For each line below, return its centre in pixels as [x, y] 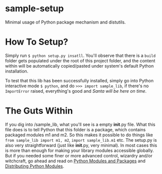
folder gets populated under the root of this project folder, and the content [80, 61]
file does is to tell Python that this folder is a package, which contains [76, 129]
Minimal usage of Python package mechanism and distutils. [65, 22]
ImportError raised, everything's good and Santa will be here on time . [76, 91]
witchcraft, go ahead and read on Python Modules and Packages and [75, 161]
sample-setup [34, 9]
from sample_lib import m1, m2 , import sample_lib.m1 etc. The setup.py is [81, 140]
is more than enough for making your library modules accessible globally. [80, 150]
